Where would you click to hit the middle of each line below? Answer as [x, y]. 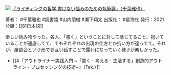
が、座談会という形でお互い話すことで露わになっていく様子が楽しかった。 [84, 50]
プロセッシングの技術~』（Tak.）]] [65, 67]
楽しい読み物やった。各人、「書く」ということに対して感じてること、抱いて [85, 37]
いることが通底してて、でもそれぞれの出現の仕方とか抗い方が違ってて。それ [86, 43]
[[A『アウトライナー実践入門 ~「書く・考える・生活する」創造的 [81, 61]
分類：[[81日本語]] [24, 26]
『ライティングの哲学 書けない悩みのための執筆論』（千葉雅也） [78, 8]
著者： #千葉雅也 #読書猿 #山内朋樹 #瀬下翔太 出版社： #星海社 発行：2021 [85, 20]
